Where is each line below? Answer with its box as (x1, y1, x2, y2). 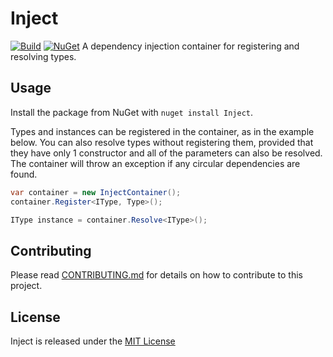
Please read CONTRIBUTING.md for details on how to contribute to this (10, 269, 303, 281)
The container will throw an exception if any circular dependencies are (10, 157, 301, 169)
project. (10, 280, 43, 292)
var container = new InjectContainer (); (10, 187, 182, 197)
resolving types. (10, 50, 77, 62)
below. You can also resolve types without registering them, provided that (10, 136, 314, 148)
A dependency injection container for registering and (81, 40, 300, 52)
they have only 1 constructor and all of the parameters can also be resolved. (10, 147, 323, 159)
